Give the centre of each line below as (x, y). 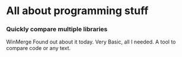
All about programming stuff (77, 11)
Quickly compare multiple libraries (57, 29)
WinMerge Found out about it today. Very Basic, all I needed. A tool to (91, 42)
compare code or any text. (39, 48)
